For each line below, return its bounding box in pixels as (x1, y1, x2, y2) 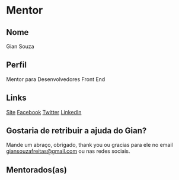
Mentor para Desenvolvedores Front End (6, 75, 106, 83)
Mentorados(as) (6, 165, 67, 175)
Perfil (6, 60, 27, 70)
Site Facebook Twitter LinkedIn (6, 108, 82, 115)
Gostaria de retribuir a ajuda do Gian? (6, 126, 147, 136)
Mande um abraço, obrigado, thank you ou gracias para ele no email (6, 142, 173, 149)
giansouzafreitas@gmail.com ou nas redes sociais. (6, 147, 130, 155)
